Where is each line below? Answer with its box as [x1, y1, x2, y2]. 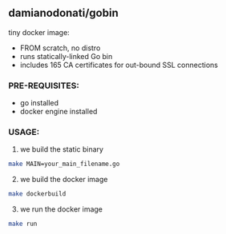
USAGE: [8, 127, 40, 138]
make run [8, 220, 38, 228]
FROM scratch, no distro [19, 43, 101, 53]
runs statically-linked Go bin [19, 51, 113, 61]
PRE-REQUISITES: [8, 80, 80, 91]
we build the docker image [19, 175, 108, 184]
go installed [19, 98, 59, 108]
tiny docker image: [8, 27, 70, 37]
